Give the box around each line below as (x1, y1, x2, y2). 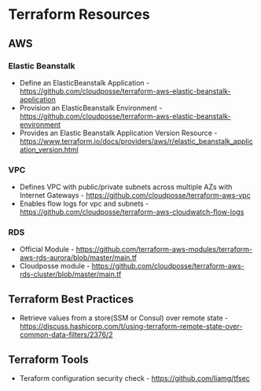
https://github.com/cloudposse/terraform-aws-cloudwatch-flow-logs (19, 207, 244, 217)
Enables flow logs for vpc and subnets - (19, 199, 149, 209)
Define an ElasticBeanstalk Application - (19, 78, 150, 87)
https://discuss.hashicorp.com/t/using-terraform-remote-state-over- (19, 322, 243, 331)
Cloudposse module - (19, 261, 90, 271)
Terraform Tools (8, 353, 89, 366)
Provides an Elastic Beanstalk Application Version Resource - (19, 128, 218, 137)
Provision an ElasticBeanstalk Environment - (19, 103, 163, 112)
